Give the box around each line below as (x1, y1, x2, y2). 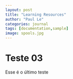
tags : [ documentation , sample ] (5, 26, 69, 31)
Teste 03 (5, 52, 43, 64)
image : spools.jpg (5, 31, 44, 36)
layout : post (5, 7, 33, 13)
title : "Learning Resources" (5, 12, 66, 17)
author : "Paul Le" (5, 17, 44, 22)
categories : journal (5, 21, 49, 27)
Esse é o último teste (5, 69, 49, 75)
